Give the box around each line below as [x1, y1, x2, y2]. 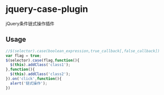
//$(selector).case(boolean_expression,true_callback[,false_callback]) [5, 48, 160, 53]
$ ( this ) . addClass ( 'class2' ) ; [10, 72, 71, 77]
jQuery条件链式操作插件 [5, 20, 54, 26]
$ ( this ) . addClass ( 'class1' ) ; [10, 62, 71, 68]
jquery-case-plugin [5, 3, 88, 15]
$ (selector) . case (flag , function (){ [5, 58, 80, 63]
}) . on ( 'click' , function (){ [5, 76, 62, 81]
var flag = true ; [5, 53, 42, 58]
